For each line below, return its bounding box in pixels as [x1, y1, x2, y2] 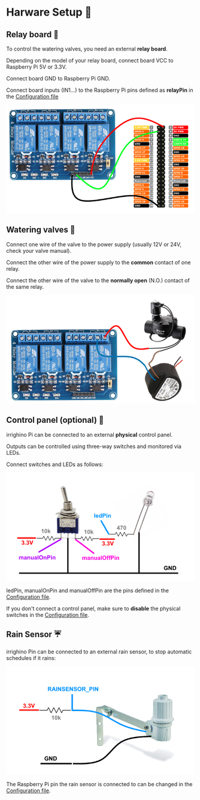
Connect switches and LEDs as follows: [6, 461, 104, 468]
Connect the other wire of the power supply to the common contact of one [6, 258, 191, 266]
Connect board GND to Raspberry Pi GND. [6, 75, 111, 82]
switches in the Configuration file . [6, 611, 90, 618]
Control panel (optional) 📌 [6, 415, 104, 425]
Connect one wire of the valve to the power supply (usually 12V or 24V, [6, 240, 181, 248]
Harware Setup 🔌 [6, 5, 92, 19]
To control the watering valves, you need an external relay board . [6, 45, 168, 52]
